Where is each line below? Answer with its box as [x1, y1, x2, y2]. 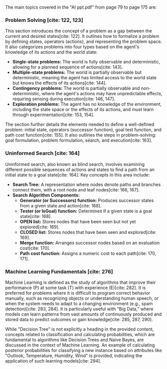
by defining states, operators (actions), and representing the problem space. [5, 38, 163, 44]
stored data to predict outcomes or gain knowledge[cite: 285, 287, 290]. [5, 316, 153, 322]
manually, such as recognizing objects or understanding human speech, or [5, 295, 159, 301]
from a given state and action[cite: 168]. [19, 202, 102, 208]
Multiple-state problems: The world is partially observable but [12, 69, 142, 75]
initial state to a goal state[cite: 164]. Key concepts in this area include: [5, 172, 150, 178]
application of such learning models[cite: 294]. [5, 358, 101, 364]
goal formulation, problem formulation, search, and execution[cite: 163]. [5, 137, 153, 144]
